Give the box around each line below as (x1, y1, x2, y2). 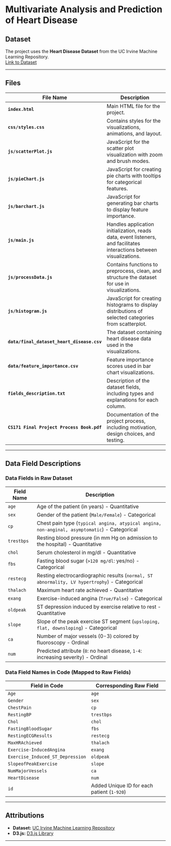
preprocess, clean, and (106, 267, 162, 274)
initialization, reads (106, 227, 152, 234)
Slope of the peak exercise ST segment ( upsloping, (36, 618, 160, 625)
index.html (8, 106, 34, 112)
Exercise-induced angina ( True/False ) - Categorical (36, 595, 163, 602)
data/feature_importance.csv (8, 363, 78, 369)
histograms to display (106, 301, 158, 308)
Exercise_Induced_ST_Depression (8, 754, 87, 760)
